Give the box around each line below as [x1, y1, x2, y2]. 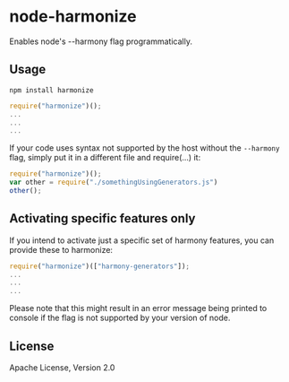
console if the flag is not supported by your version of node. [9, 312, 231, 324]
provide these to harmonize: [9, 244, 114, 255]
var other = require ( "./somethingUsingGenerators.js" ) [9, 178, 218, 187]
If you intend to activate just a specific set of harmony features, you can [9, 235, 275, 246]
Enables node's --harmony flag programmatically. [9, 36, 192, 47]
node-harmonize [9, 6, 137, 27]
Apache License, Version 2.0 [9, 362, 115, 373]
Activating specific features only [9, 211, 196, 226]
